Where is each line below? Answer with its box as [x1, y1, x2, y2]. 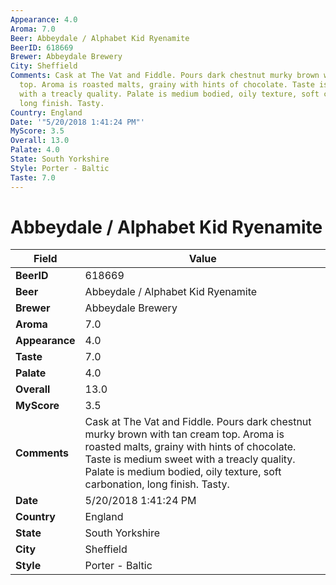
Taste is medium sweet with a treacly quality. [84, 452, 296, 466]
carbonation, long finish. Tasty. [84, 477, 230, 491]
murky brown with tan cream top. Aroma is [84, 427, 285, 441]
